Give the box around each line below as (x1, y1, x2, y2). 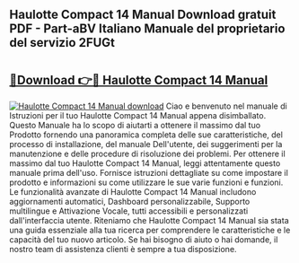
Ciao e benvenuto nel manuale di (165, 101, 287, 111)
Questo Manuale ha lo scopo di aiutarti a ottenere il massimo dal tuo (9, 120, 261, 130)
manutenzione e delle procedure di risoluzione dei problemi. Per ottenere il (9, 148, 286, 159)
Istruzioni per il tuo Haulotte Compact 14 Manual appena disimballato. (9, 110, 267, 120)
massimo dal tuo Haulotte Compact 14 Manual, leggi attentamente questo (9, 158, 281, 169)
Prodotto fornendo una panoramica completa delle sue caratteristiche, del (9, 129, 283, 140)
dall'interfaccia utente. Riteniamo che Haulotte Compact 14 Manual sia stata (9, 215, 289, 225)
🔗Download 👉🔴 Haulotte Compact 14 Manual (9, 72, 268, 88)
